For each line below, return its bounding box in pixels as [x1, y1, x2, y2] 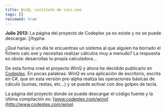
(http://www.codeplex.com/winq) [5, 102, 74, 108]
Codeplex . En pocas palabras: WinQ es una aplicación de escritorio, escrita [5, 71, 161, 77]
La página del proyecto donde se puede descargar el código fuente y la [5, 91, 153, 97]
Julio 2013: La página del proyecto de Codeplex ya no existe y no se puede [5, 30, 161, 36]
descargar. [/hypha [5, 35, 45, 41]
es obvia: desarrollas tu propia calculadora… [5, 56, 97, 62]
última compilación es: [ [5, 96, 55, 102]
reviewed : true [5, 16, 37, 21]
